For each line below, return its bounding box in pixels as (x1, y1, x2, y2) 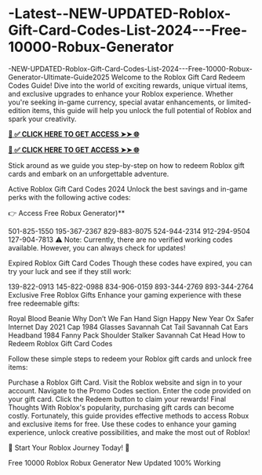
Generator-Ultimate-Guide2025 (8, 72, 110, 82)
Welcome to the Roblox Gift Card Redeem (111, 72, 246, 82)
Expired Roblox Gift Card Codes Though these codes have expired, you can (8, 258, 253, 268)
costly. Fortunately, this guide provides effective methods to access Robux (8, 411, 249, 420)
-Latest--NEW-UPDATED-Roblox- (8, 5, 231, 23)
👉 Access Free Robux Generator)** (8, 208, 126, 217)
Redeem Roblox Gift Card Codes (8, 338, 113, 348)
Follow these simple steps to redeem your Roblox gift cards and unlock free (8, 354, 253, 364)
